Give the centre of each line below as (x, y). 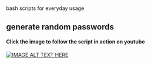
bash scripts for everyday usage (45, 8)
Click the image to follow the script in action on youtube (75, 42)
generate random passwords (60, 27)
